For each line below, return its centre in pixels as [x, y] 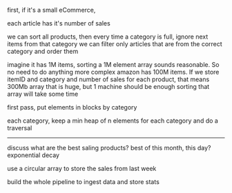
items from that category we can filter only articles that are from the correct [115, 44]
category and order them [43, 51]
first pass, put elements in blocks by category [72, 107]
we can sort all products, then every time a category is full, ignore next [108, 37]
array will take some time [43, 94]
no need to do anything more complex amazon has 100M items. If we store [113, 72]
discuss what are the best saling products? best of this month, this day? [109, 148]
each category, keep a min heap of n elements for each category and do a [113, 121]
